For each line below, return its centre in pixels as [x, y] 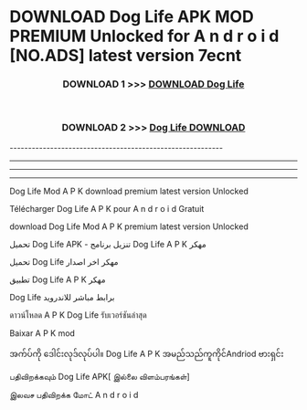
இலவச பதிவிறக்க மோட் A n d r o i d [74, 394]
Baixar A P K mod [42, 333]
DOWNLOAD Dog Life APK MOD [132, 17]
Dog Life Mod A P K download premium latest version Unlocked [129, 191]
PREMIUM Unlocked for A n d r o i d [144, 36]
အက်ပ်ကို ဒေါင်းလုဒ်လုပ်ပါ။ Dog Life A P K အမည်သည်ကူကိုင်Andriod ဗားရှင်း [147, 353]
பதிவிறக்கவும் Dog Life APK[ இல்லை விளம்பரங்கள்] [100, 376]
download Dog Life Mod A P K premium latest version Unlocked [129, 226]
